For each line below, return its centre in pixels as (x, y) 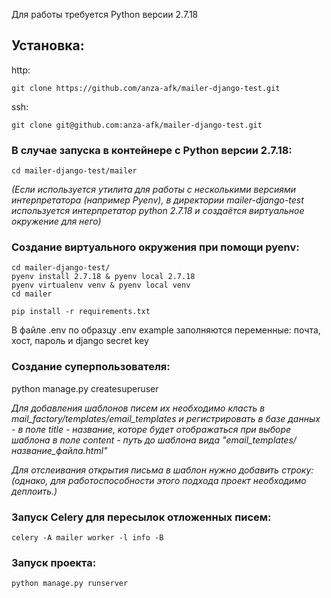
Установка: (48, 45)
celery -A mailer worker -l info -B (87, 538)
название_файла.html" (59, 450)
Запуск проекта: (54, 562)
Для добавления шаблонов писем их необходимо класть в (138, 408)
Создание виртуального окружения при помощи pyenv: (155, 247)
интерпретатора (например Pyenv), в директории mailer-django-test (157, 200)
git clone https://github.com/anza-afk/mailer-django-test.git (146, 88)
